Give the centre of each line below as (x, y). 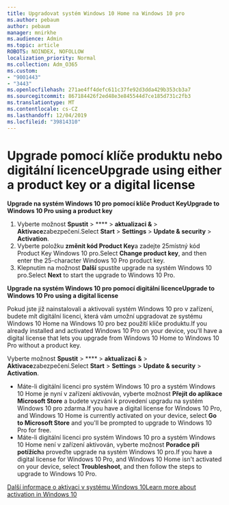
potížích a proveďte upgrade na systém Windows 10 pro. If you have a (114, 452)
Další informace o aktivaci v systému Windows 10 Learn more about (102, 487)
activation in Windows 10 (42, 495)
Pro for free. (34, 430)
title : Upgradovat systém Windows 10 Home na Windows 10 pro (96, 13)
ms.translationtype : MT (41, 103)
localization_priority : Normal (52, 58)
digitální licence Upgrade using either (114, 170)
